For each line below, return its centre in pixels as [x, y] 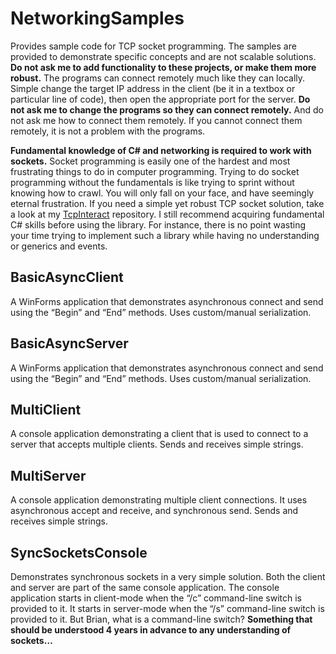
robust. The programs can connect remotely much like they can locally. [158, 78]
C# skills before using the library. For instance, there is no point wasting [158, 224]
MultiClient [46, 409]
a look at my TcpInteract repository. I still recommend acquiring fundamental [167, 214]
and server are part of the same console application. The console [145, 587]
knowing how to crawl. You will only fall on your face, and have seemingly [162, 193]
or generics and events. [59, 246]
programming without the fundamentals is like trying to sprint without [152, 182]
